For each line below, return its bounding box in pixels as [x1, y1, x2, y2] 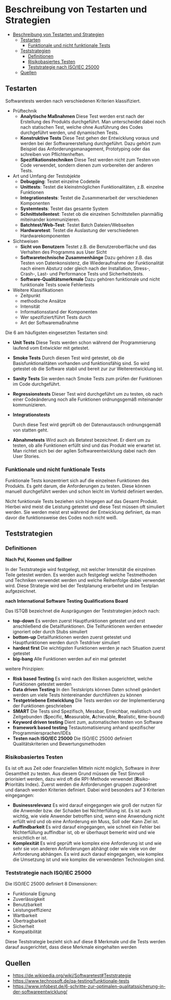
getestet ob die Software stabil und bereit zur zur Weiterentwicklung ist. [12, 366, 164, 372]
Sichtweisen [12, 238, 39, 244]
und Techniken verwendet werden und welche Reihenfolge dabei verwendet [5, 577, 165, 583]
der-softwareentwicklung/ [12, 989, 68, 995]
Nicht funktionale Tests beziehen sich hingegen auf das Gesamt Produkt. [5, 498, 158, 505]
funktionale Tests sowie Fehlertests [20, 281, 95, 287]
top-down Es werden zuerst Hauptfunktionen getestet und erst [12, 618, 146, 624]
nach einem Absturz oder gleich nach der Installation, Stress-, [20, 265, 151, 271]
